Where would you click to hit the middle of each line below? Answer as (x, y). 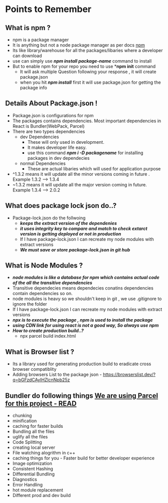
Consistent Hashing (33, 469)
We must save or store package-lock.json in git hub (75, 249)
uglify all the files (30, 437)
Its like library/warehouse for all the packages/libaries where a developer (88, 50)
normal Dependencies (43, 163)
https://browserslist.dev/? (129, 375)
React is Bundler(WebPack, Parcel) (48, 126)
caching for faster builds (38, 426)
